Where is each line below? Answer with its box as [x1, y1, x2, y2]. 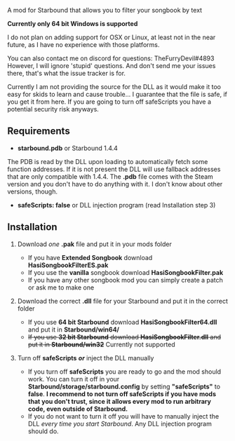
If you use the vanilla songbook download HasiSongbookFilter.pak [27, 268, 224, 276]
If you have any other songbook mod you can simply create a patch [27, 276, 223, 284]
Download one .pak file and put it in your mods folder [17, 240, 172, 248]
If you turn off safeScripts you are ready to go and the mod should [27, 367, 222, 376]
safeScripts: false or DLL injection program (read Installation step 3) [17, 201, 216, 209]
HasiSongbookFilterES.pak [27, 261, 109, 269]
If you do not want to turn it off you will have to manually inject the [27, 412, 220, 420]
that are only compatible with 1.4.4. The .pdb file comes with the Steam [7, 172, 214, 181]
